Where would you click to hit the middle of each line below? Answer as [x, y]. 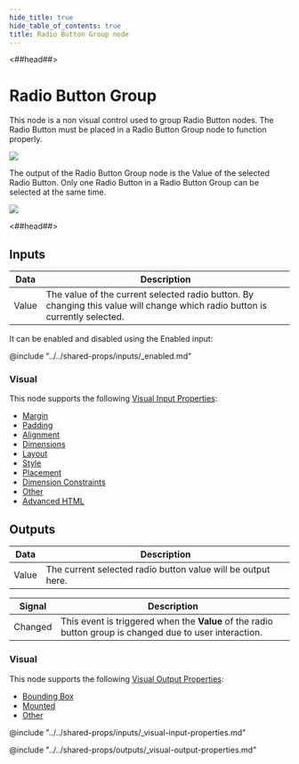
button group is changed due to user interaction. [162, 633]
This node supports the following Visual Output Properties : [117, 678]
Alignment [41, 435]
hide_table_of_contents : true [65, 26]
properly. [26, 139]
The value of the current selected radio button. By [150, 295]
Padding [37, 426]
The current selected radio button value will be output [158, 569]
